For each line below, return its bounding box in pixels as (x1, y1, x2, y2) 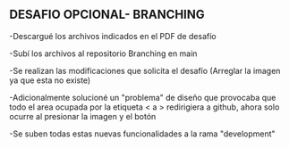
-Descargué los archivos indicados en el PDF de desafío (9, 30, 217, 41)
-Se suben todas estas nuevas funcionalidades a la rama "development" (9, 128, 276, 139)
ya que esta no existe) (9, 75, 91, 86)
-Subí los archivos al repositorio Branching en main (9, 48, 198, 59)
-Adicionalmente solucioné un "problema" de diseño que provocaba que (9, 92, 276, 103)
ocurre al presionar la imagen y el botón (9, 111, 157, 121)
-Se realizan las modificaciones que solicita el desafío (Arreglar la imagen (9, 65, 281, 76)
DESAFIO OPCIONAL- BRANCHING (9, 7, 206, 22)
